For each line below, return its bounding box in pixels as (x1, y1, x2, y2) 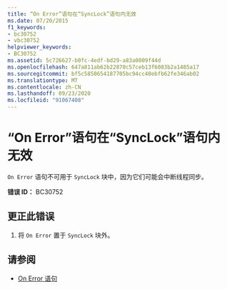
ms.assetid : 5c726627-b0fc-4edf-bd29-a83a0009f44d (7, 57, 161, 64)
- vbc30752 (7, 37, 40, 44)
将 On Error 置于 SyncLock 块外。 (17, 230, 114, 239)
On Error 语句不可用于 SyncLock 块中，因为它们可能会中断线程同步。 (7, 172, 208, 181)
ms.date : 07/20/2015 (7, 17, 69, 24)
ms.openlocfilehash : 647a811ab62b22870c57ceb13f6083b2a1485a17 (7, 64, 200, 71)
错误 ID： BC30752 (7, 187, 64, 196)
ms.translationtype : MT (7, 76, 79, 84)
